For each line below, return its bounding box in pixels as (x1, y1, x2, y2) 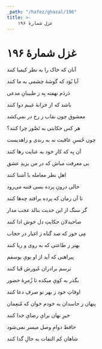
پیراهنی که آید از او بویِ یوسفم (7, 253, 74, 260)
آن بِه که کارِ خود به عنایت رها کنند (7, 148, 82, 155)
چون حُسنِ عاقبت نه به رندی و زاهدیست (7, 136, 96, 144)
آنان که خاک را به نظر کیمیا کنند (7, 66, 77, 73)
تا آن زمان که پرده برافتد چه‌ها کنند (7, 194, 83, 202)
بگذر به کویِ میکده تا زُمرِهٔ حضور (7, 277, 80, 284)
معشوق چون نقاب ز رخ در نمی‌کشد (7, 113, 86, 120)
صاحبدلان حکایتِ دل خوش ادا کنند (7, 218, 82, 225)
